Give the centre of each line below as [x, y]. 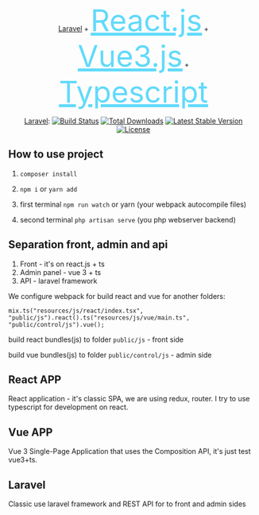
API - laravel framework [58, 281]
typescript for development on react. [68, 407]
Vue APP [31, 432]
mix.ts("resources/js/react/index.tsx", [76, 311]
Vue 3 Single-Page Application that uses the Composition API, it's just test [130, 451]
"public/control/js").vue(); [56, 324]
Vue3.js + [133, 56]
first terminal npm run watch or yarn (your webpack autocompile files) [133, 204]
